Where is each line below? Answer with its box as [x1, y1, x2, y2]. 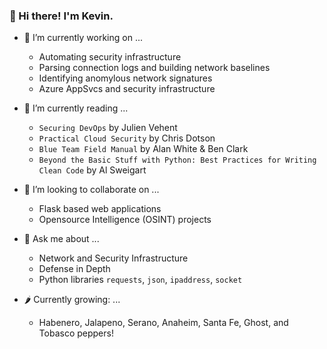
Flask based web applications [38, 203, 162, 215]
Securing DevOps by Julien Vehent [38, 122, 178, 134]
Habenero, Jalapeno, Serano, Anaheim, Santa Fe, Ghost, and [38, 317, 289, 329]
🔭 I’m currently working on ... [23, 32, 143, 44]
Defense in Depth [38, 263, 111, 275]
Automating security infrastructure [38, 51, 182, 63]
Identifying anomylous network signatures [38, 72, 213, 84]
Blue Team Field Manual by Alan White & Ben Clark [38, 143, 249, 155]
